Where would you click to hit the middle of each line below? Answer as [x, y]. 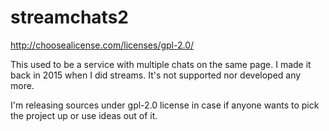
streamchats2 [69, 17]
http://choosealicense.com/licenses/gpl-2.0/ [102, 45]
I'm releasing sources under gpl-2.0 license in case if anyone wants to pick [165, 105]
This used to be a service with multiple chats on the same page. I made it [161, 64]
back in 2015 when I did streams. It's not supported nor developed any [156, 75]
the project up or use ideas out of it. [84, 115]
